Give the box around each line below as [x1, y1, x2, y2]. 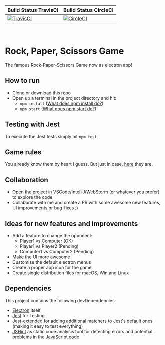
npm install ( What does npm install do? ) [19, 100, 104, 106]
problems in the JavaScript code [12, 334, 80, 340]
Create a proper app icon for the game [12, 265, 92, 270]
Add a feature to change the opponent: [12, 233, 93, 238]
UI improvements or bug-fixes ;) [12, 205, 78, 211]
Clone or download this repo [12, 90, 71, 96]
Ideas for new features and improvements [5, 219, 138, 228]
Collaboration [5, 175, 48, 184]
